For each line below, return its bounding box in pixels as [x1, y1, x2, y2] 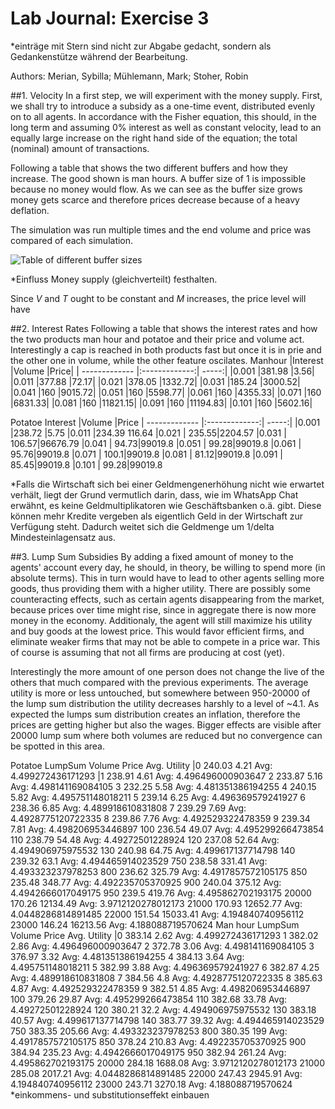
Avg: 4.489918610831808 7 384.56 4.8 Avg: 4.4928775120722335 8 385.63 [10, 972, 323, 984]
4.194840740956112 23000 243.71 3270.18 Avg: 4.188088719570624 [10, 1078, 293, 1090]
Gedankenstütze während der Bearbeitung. [10, 50, 188, 62]
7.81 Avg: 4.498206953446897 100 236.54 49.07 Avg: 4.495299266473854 [10, 823, 325, 835]
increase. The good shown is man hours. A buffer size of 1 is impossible [10, 172, 307, 184]
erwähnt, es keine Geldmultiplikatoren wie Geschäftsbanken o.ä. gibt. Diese [10, 499, 322, 511]
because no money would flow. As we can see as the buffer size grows [10, 183, 303, 195]
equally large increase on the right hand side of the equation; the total [10, 132, 298, 144]
